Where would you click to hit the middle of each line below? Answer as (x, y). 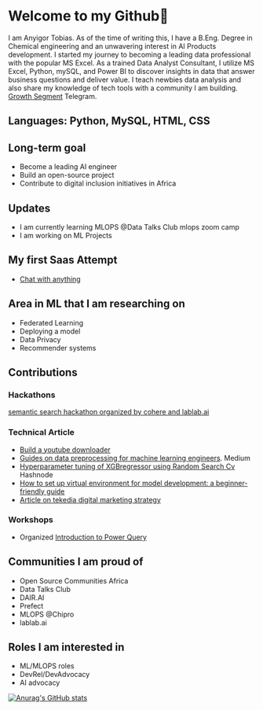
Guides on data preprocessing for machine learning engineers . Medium (135, 458)
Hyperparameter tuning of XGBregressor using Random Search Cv (127, 466)
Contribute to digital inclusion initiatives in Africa (98, 183)
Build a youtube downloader (65, 449)
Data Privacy (40, 339)
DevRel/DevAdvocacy (55, 675)
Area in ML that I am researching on (97, 304)
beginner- (232, 483)
